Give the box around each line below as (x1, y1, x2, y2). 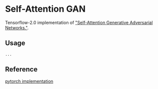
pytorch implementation (5, 78, 54, 84)
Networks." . (5, 24, 29, 30)
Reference (5, 65, 38, 74)
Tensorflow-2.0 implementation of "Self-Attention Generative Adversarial (5, 20, 153, 25)
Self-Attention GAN (5, 3, 86, 15)
